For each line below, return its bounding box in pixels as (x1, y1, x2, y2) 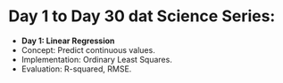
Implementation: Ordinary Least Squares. (21, 54, 173, 64)
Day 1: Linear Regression (21, 35, 115, 46)
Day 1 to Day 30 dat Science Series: (8, 6, 276, 26)
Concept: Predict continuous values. (21, 44, 155, 55)
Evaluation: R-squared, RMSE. (21, 64, 132, 74)
